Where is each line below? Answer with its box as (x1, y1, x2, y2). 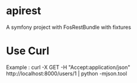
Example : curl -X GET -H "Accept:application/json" (6, 64, 131, 71)
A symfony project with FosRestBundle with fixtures (6, 24, 131, 31)
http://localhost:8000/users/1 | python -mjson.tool (6, 69, 128, 77)
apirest (6, 4, 41, 18)
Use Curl (6, 44, 50, 58)
